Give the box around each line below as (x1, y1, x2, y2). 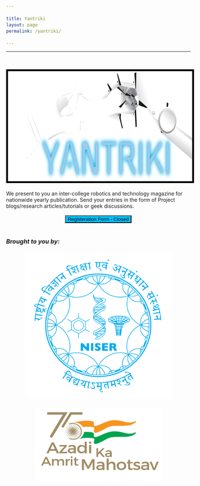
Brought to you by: (6, 238, 60, 246)
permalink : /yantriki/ (6, 28, 61, 34)
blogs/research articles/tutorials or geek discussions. (6, 203, 135, 210)
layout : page (6, 22, 38, 28)
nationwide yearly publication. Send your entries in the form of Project (6, 197, 175, 204)
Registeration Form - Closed (67, 216, 129, 222)
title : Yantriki (6, 15, 46, 22)
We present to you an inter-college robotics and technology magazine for (6, 190, 183, 197)
